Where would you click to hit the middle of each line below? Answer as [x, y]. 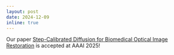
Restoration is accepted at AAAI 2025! [53, 46]
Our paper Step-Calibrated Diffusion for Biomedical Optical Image [87, 40]
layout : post [22, 12]
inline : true [22, 22]
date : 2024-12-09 [28, 17]
